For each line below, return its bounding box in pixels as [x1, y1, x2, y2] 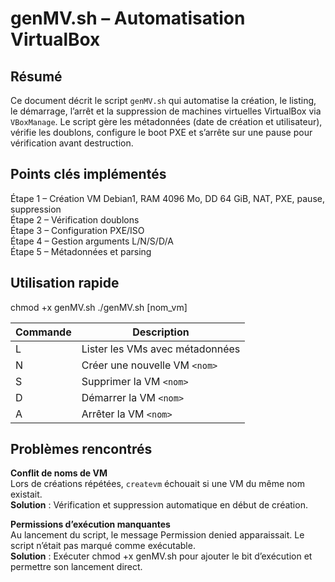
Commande [15, 325, 72, 339]
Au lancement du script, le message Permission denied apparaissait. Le [10, 529, 305, 541]
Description [132, 325, 190, 339]
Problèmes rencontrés [10, 441, 153, 458]
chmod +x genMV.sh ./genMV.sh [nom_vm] [10, 301, 188, 313]
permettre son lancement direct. [10, 561, 143, 573]
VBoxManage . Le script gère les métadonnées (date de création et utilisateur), [10, 116, 323, 127]
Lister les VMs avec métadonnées [81, 342, 241, 356]
